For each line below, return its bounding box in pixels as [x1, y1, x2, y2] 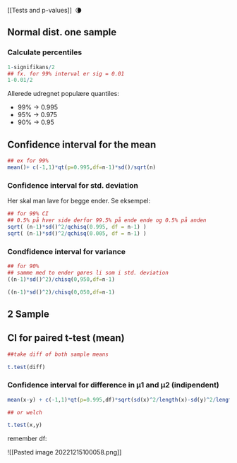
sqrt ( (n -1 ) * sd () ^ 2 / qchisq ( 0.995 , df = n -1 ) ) [7, 223, 147, 230]
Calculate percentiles [7, 47, 83, 57]
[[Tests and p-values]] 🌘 [7, 6, 83, 14]
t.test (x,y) [7, 421, 42, 429]
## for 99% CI [7, 210, 49, 217]
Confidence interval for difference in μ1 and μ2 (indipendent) [7, 380, 220, 390]
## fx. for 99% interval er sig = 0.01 [7, 70, 125, 77]
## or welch [7, 409, 42, 416]
